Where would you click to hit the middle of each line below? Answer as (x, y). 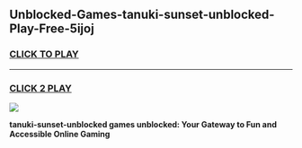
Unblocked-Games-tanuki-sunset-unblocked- (142, 15)
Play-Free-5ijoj (52, 29)
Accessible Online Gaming (60, 134)
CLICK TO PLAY (44, 55)
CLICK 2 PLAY (40, 88)
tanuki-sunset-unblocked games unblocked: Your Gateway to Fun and (143, 124)
